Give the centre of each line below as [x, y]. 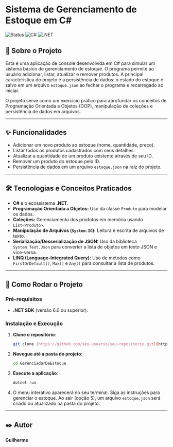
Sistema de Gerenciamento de [71, 10]
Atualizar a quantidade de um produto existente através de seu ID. [83, 156]
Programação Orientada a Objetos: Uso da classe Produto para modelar [90, 209]
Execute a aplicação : [35, 373]
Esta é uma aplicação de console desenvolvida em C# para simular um [80, 63]
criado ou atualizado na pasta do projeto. [56, 403]
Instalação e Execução [34, 324]
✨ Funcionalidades [36, 132]
